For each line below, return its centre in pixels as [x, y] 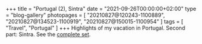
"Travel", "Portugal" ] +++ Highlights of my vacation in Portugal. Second [96, 28]
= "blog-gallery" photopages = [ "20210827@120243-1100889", [85, 15]
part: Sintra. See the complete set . [48, 34]
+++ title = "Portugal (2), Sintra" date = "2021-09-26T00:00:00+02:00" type [101, 9]
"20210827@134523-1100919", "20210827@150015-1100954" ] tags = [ [95, 21]
